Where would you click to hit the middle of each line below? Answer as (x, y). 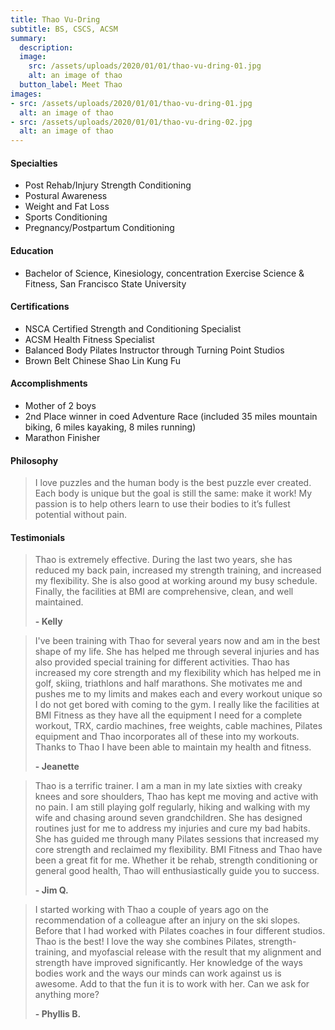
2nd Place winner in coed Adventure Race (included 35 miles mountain (171, 416)
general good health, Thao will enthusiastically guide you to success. (177, 871)
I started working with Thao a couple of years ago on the (151, 910)
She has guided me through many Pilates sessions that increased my (177, 839)
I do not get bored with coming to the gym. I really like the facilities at (177, 705)
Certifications (40, 307)
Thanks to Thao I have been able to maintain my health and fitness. (173, 747)
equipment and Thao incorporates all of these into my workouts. (167, 737)
